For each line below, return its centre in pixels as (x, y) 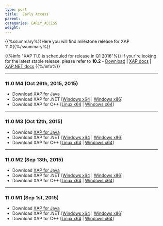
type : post (16, 9)
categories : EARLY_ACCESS (31, 23)
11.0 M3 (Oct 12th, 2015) (34, 122)
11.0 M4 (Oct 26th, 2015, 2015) (42, 84)
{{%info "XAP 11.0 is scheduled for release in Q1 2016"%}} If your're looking (81, 56)
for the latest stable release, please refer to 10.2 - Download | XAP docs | (78, 61)
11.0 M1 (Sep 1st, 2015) (32, 197)
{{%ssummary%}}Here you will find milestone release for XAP (67, 41)
